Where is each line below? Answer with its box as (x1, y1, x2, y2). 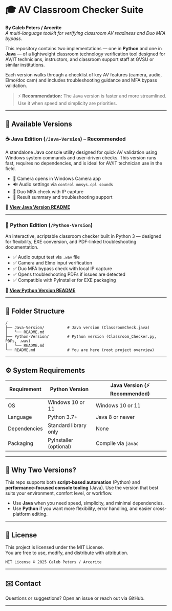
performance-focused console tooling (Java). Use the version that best (5, 485, 159, 491)
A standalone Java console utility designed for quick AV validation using (5, 149, 158, 155)
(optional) (48, 443, 72, 450)
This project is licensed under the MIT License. (5, 544, 104, 551)
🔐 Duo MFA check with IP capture (12, 188, 83, 195)
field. (5, 165, 16, 172)
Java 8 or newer (95, 413, 135, 420)
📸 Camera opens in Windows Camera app (12, 175, 101, 181)
